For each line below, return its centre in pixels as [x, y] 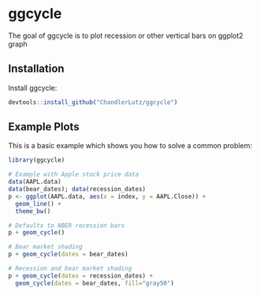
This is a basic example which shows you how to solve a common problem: [130, 146]
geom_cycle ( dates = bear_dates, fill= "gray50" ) [95, 283]
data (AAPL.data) [35, 182]
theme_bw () [33, 211]
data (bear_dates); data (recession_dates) [77, 189]
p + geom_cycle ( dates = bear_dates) [68, 254]
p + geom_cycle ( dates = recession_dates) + [81, 276]
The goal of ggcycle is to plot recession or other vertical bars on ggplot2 [126, 35]
